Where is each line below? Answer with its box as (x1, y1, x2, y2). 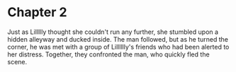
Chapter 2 (7, 4, 67, 20)
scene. (7, 57, 28, 66)
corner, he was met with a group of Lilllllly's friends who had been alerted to (7, 42, 230, 51)
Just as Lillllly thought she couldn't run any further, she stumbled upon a (7, 28, 218, 36)
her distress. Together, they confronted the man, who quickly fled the (7, 50, 210, 59)
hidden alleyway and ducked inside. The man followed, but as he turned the (7, 35, 229, 43)
